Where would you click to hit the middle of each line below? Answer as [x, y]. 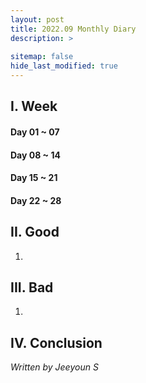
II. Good [35, 232]
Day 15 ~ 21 [34, 178]
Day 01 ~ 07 [35, 132]
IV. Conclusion [56, 342]
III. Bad [32, 287]
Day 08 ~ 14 [35, 155]
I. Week [34, 106]
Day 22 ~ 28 [36, 200]
